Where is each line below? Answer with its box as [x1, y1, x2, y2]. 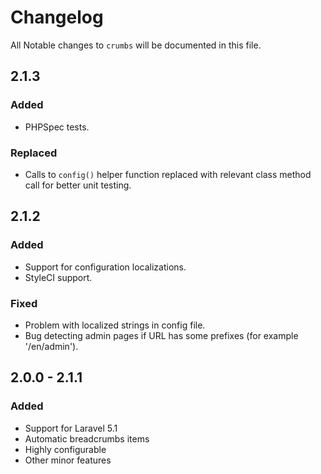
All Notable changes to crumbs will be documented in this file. [10, 39, 262, 51]
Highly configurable [24, 443, 107, 455]
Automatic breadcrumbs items [24, 432, 150, 445]
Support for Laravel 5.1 [24, 422, 118, 434]
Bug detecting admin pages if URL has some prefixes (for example [24, 329, 299, 341]
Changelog [10, 6, 104, 29]
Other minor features [24, 454, 112, 466]
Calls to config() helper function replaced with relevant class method [24, 168, 312, 180]
